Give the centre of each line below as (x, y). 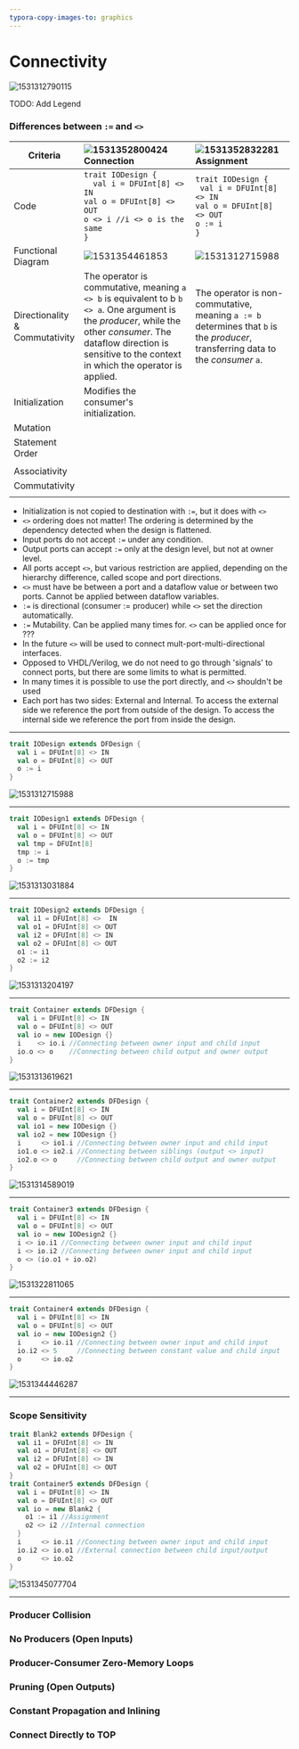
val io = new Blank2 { (59, 1509)
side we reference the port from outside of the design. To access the (148, 710)
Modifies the (110, 390)
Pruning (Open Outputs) (62, 1687)
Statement (35, 442)
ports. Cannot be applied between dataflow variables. (121, 596)
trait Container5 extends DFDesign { (79, 1484)
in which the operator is (133, 365)
